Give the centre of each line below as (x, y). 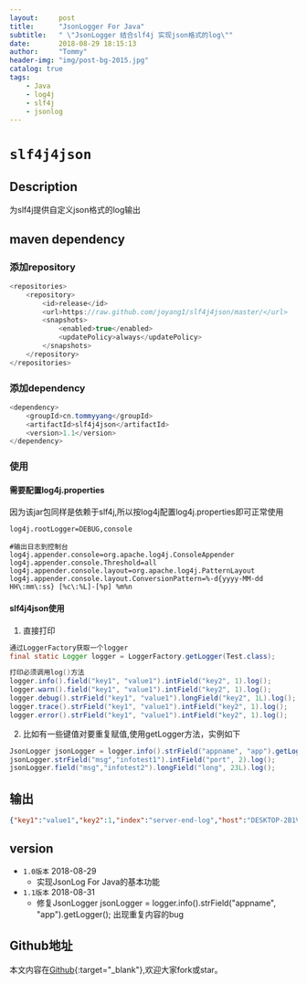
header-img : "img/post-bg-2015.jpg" (79, 60)
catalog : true (37, 69)
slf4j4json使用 (37, 608)
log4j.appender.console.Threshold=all (83, 563)
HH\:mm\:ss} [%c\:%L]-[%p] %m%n (71, 587)
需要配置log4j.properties (57, 490)
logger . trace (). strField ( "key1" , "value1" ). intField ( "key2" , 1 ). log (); (148, 706)
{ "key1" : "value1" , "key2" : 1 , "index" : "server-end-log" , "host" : (128, 820)
